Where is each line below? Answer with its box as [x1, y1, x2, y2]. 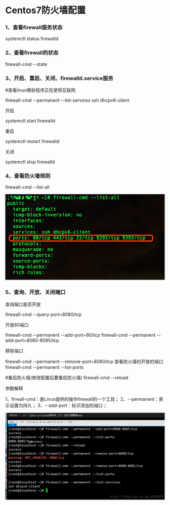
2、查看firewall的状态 [5, 49, 59, 56]
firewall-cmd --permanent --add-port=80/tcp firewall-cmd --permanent [5, 332, 156, 338]
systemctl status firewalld [5, 36, 59, 42]
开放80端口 [5, 322, 29, 328]
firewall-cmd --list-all [5, 184, 50, 190]
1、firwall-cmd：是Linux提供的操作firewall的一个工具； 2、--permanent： [5, 396, 159, 402]
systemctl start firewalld [5, 118, 56, 124]
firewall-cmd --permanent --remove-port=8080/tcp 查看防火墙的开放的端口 [5, 358, 163, 364]
